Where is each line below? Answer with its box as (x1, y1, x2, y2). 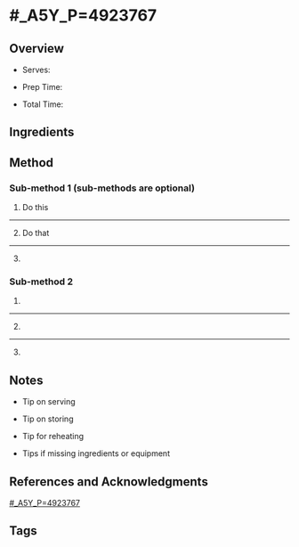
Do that (21, 228, 50, 239)
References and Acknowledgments (9, 474, 209, 489)
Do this (21, 202, 49, 213)
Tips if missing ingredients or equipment (21, 448, 171, 459)
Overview (9, 41, 65, 56)
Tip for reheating (21, 431, 85, 442)
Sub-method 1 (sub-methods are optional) (9, 182, 196, 194)
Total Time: (21, 99, 64, 110)
